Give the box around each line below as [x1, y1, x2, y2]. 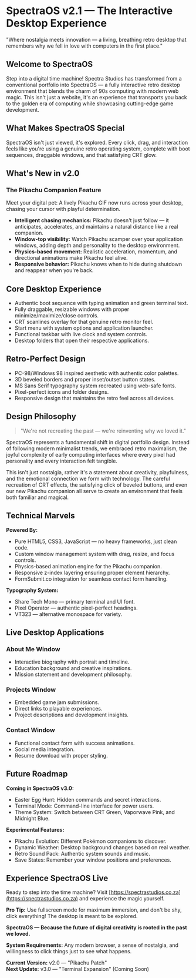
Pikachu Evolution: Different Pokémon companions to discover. [14, 838, 167, 845]
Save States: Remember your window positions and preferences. [14, 856, 172, 863]
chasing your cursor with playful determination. [6, 206, 121, 213]
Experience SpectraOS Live [6, 873, 109, 883]
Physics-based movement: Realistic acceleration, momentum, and [14, 248, 178, 255]
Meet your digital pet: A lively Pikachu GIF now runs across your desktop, [6, 199, 183, 206]
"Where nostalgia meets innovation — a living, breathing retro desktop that [6, 36, 187, 43]
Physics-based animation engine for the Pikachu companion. [14, 562, 163, 570]
